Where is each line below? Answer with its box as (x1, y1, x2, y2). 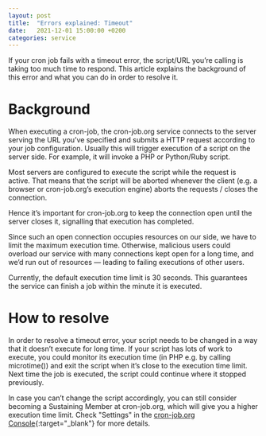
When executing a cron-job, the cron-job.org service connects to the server (8, 127, 256, 136)
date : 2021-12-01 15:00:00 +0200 (8, 26, 126, 34)
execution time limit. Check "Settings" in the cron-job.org (8, 411, 195, 420)
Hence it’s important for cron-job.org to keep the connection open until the (8, 208, 253, 218)
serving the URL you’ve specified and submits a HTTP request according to (8, 135, 256, 145)
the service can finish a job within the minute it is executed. (8, 282, 202, 291)
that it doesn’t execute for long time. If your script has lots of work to (8, 344, 233, 354)
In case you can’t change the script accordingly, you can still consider (8, 393, 237, 403)
